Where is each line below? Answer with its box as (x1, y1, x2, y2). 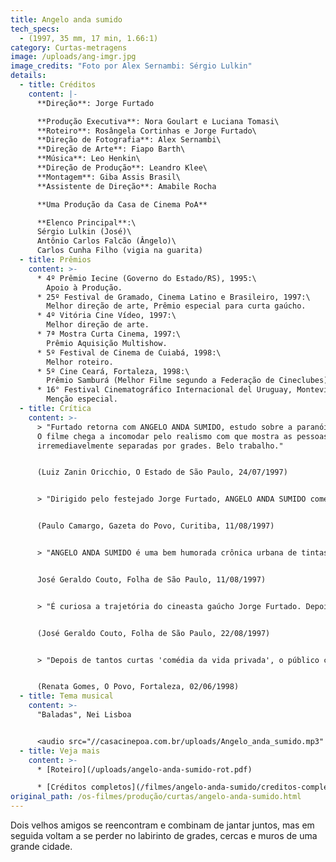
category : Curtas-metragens (10, 42, 128, 53)
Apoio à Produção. (46, 282, 123, 293)
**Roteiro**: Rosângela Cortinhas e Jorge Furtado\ (36, 126, 257, 136)
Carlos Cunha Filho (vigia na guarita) (36, 246, 203, 256)
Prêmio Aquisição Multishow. (46, 338, 168, 348)
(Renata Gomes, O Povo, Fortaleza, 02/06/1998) (36, 682, 240, 692)
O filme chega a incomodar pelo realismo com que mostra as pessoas (36, 431, 329, 441)
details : (10, 71, 47, 81)
